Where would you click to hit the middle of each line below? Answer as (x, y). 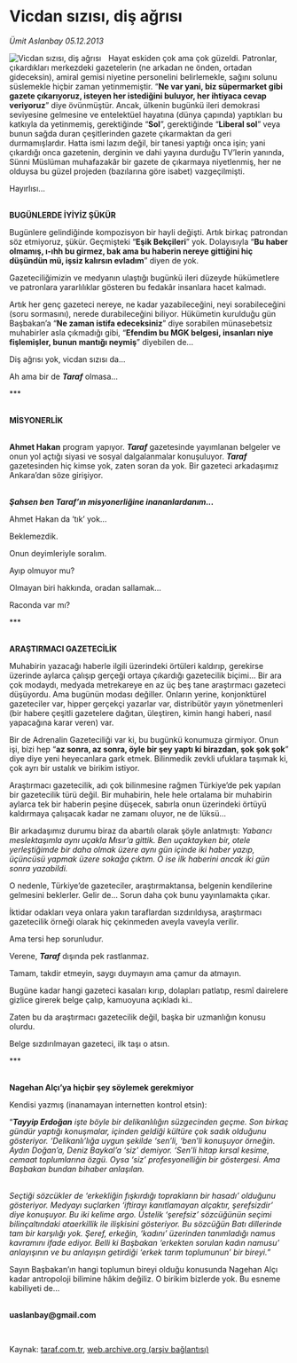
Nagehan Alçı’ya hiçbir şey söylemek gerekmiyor (102, 1087)
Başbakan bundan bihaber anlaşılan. (77, 1169)
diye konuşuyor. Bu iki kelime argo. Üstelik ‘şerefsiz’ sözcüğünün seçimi (141, 1214)
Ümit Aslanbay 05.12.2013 (57, 41)
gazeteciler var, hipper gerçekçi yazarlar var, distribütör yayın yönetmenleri (146, 704)
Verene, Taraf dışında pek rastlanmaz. (79, 956)
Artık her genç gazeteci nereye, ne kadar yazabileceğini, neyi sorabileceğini (148, 304)
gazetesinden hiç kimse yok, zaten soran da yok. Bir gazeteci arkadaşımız (144, 465)
